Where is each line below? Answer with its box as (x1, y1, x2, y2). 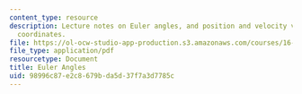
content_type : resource (9, 13, 99, 22)
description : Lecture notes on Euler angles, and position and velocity (9, 21, 288, 30)
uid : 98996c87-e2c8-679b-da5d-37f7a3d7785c (9, 72, 175, 81)
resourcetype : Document (9, 55, 99, 64)
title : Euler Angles (9, 64, 87, 73)
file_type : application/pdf (9, 47, 115, 56)
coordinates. (17, 30, 67, 38)
